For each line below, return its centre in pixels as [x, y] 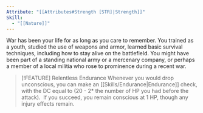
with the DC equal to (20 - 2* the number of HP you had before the [105, 91]
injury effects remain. [48, 104]
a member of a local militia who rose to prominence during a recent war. [96, 66]
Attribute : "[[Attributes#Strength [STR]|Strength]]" [76, 12]
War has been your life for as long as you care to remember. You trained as [100, 41]
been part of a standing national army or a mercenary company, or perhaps [101, 60]
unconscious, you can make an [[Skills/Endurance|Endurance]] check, [109, 84]
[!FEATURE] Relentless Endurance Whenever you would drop [98, 78]
